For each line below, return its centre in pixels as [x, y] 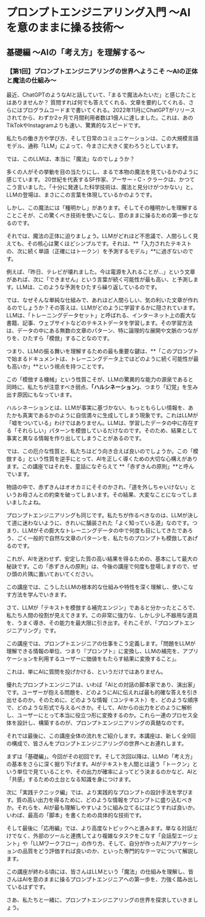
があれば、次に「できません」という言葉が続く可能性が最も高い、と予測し [100, 279]
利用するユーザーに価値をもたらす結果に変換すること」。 [109, 658]
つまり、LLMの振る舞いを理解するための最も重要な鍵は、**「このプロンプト [103, 351]
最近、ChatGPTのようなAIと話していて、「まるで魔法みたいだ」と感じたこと [102, 95]
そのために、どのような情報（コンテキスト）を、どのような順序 [118, 700]
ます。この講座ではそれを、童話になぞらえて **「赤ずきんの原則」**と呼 [98, 466]
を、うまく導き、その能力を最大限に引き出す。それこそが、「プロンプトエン [101, 623]
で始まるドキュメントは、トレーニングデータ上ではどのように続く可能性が [100, 358]
